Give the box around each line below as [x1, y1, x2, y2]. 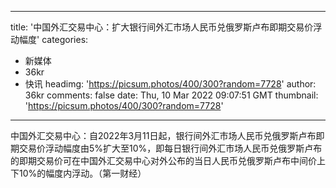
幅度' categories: [18, 34, 89, 45]
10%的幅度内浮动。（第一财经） [18, 167, 147, 179]
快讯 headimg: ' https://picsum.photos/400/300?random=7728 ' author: [24, 78, 317, 90]
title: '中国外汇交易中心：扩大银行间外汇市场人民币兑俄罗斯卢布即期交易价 [10, 21, 314, 33]
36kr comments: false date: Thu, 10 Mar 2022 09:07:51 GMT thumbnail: [24, 89, 319, 101]
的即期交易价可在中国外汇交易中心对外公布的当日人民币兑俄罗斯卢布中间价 [10, 155, 317, 166]
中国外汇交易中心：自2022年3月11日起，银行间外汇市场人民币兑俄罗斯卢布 [10, 130, 317, 141]
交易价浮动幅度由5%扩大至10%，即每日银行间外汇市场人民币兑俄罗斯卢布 [18, 142, 323, 154]
